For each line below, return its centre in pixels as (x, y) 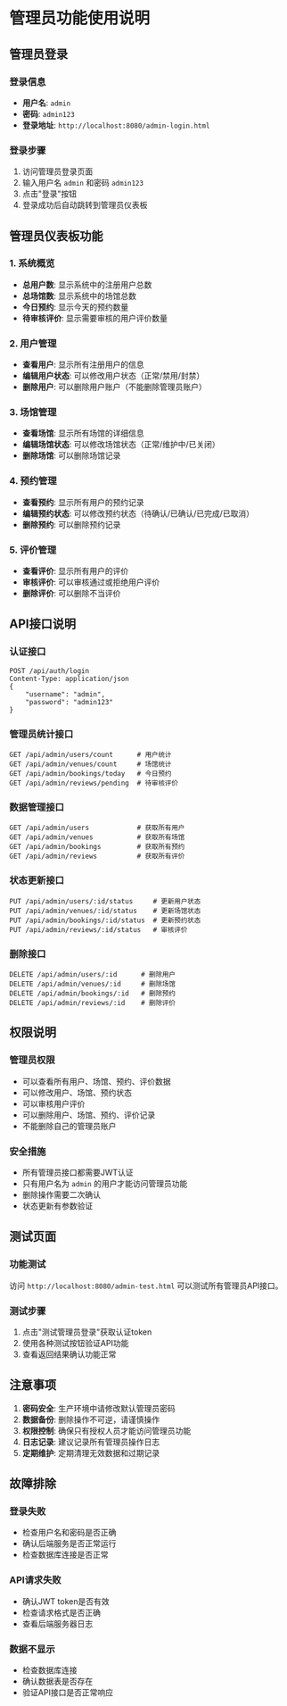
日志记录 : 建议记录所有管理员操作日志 (91, 1442)
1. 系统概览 (32, 263)
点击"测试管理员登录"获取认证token (87, 1332)
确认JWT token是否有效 (66, 1601)
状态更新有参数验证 (57, 1205)
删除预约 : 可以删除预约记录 (71, 524)
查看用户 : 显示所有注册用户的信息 (83, 365)
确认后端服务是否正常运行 (69, 1544)
